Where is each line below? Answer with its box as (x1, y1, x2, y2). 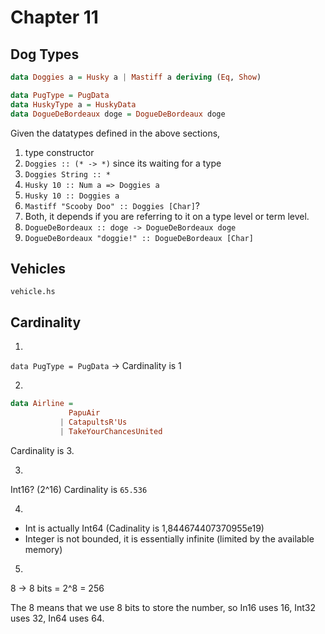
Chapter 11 (10, 6, 99, 29)
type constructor (24, 146, 95, 158)
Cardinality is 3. (10, 444, 75, 456)
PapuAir (68, 408, 101, 418)
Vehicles (10, 260, 66, 277)
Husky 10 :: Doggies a (24, 191, 120, 201)
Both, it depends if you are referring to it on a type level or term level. (24, 210, 310, 222)
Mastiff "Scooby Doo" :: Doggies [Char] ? (24, 199, 201, 211)
